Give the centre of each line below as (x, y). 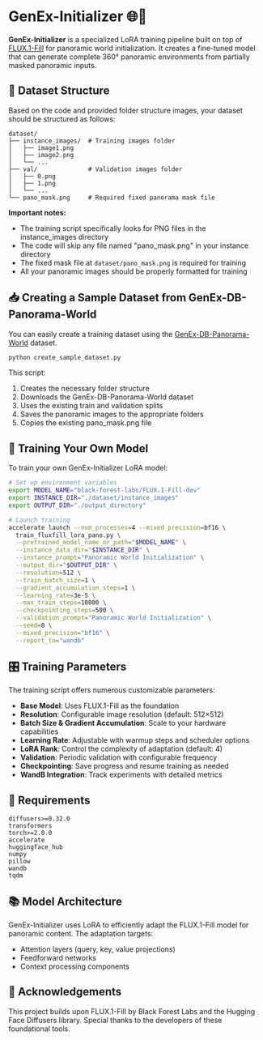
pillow (19, 862)
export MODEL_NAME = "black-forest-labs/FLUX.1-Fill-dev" (104, 490)
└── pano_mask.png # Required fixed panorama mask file (112, 198)
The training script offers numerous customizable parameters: (112, 690)
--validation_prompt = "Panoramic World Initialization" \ (114, 618)
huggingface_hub (36, 847)
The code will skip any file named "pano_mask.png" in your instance (134, 245)
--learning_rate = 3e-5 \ (55, 595)
